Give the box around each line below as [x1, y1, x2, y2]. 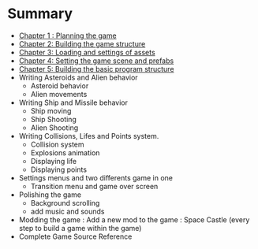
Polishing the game [18, 190, 82, 199]
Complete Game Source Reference [18, 232, 133, 241]
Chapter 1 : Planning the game [18, 31, 117, 40]
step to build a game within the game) [18, 223, 142, 232]
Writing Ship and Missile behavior [18, 98, 128, 107]
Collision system [30, 139, 84, 149]
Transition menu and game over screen [30, 181, 159, 191]
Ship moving [30, 106, 72, 115]
